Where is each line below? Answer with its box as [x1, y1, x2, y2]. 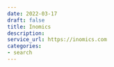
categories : [7, 43, 42, 50]
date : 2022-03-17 [7, 10, 58, 17]
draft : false [7, 17, 45, 24]
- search [7, 50, 33, 57]
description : [7, 29, 45, 37]
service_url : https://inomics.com [7, 36, 108, 43]
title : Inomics [7, 23, 51, 30]
